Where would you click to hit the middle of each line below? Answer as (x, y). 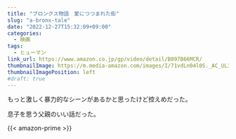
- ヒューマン (30, 53)
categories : (25, 33)
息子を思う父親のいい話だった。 (53, 114)
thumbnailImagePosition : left (52, 72)
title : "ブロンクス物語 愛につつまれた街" (63, 14)
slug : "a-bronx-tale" (39, 20)
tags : (15, 46)
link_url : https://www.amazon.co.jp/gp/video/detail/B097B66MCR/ (105, 59)
